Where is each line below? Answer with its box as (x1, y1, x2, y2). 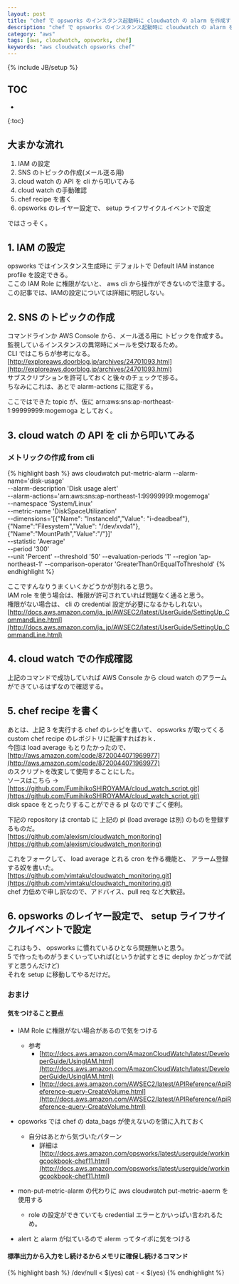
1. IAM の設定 (7, 241, 65, 254)
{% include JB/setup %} (7, 63, 78, 71)
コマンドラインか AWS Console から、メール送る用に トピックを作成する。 (7, 332, 228, 340)
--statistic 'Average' (7, 537, 65, 546)
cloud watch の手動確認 (17, 186, 87, 194)
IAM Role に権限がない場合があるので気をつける (17, 1026, 159, 1035)
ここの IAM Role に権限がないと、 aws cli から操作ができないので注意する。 (7, 279, 229, 288)
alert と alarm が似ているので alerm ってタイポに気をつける (17, 1234, 191, 1243)
